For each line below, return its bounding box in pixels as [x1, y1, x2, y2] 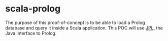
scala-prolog [5, 3, 61, 14]
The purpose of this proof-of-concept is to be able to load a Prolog [5, 19, 146, 25]
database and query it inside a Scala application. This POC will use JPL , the [5, 24, 163, 30]
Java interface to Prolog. [5, 30, 57, 36]
